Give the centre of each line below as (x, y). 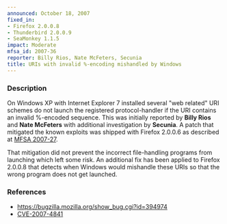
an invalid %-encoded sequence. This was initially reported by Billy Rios (109, 117)
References (27, 192)
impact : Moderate (32, 45)
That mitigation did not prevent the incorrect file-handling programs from (110, 152)
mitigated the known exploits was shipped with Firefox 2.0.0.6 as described (113, 132)
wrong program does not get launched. (62, 174)
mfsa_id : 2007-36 (32, 52)
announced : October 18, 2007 (49, 13)
